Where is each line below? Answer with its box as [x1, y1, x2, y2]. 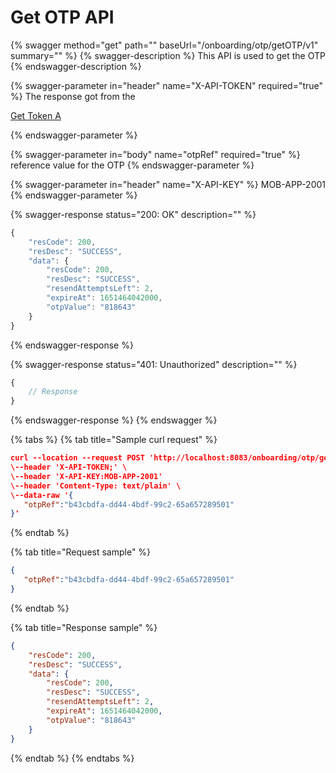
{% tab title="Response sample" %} [10, 621, 158, 633]
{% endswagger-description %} [10, 60, 142, 72]
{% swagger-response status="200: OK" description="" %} [10, 208, 257, 220]
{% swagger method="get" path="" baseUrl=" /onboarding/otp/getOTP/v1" [10, 39, 319, 51]
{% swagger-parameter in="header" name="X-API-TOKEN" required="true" [10, 79, 324, 91]
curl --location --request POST [10, 453, 145, 463]
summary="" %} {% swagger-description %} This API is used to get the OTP [10, 49, 326, 61]
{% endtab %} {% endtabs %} [10, 752, 135, 764]
